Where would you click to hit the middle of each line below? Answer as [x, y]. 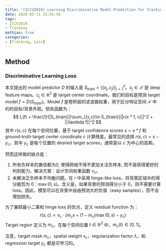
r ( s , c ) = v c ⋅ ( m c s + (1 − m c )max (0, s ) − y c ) [83, 215]
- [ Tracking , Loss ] [25, 42]
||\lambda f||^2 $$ [83, 122]
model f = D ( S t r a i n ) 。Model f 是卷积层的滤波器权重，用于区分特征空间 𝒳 [78, 103]
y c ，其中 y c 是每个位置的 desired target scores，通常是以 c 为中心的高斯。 [81, 143]
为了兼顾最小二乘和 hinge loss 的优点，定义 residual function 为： [72, 207]
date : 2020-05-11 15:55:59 [33, 14]
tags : [11, 19]
